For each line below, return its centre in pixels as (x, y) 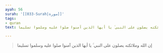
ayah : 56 (14, 9)
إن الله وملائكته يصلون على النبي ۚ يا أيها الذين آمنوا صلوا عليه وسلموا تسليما (84, 45)
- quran (13, 23)
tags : (10, 18)
